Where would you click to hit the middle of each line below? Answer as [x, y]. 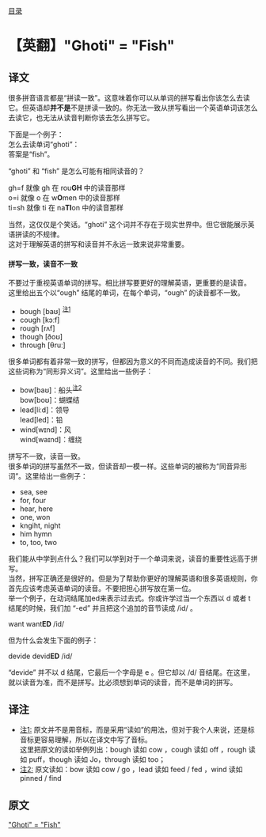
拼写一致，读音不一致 [43, 263]
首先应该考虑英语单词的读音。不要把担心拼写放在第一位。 [102, 588]
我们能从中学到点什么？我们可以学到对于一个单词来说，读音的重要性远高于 [129, 559]
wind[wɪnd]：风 [45, 430]
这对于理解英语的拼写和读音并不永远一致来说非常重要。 [98, 244]
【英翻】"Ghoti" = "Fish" [92, 46]
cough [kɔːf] [40, 320]
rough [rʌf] [37, 328]
